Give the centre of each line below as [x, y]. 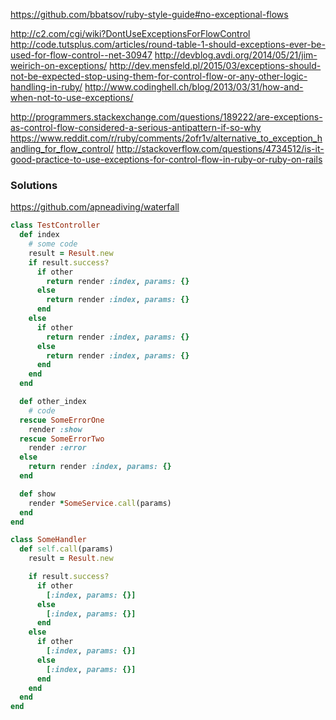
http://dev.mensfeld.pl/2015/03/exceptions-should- [215, 65]
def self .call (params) [66, 549]
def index [39, 235]
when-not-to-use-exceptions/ [72, 97]
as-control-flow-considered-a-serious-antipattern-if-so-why [136, 127]
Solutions [34, 185]
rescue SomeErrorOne [62, 420]
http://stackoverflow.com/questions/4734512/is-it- [220, 148]
